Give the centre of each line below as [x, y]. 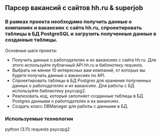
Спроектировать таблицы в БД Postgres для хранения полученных [81, 80]
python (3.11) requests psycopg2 [38, 129]
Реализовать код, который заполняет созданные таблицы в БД [78, 96]
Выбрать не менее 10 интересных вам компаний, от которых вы [79, 70]
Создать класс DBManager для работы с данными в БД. [70, 106]
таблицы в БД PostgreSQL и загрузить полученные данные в [81, 34]
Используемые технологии [39, 119]
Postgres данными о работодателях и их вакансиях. [66, 101]
